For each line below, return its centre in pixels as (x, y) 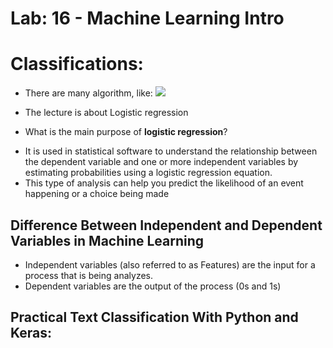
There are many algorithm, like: (88, 93)
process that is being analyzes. (88, 275)
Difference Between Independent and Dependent (166, 225)
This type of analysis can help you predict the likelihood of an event (164, 183)
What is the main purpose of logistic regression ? (126, 132)
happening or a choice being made (97, 194)
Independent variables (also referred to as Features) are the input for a (170, 264)
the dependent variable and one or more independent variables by (161, 162)
